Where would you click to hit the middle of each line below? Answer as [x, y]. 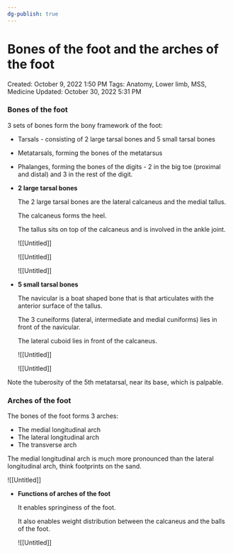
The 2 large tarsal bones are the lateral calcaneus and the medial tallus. [122, 202]
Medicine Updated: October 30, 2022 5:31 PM [74, 91]
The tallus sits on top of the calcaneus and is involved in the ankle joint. [121, 229]
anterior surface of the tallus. [60, 306]
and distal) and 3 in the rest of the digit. [75, 174]
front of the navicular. [49, 327]
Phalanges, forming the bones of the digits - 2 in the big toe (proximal [119, 166]
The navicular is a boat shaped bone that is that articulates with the [115, 298]
